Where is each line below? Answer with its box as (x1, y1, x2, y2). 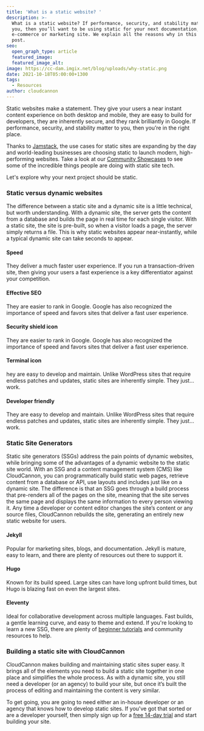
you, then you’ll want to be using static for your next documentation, (12, 26, 200, 32)
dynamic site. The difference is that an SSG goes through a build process (6, 485, 189, 493)
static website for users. (6, 518, 67, 525)
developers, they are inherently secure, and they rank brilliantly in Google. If (6, 117, 196, 125)
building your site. (6, 718, 52, 726)
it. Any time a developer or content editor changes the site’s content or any (6, 504, 193, 511)
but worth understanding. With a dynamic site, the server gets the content (6, 209, 191, 217)
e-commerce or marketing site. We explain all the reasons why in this (12, 32, 197, 38)
